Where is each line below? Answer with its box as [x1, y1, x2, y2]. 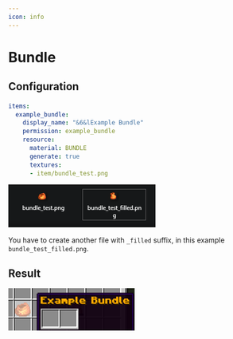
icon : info [8, 13, 45, 21]
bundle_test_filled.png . [8, 243, 89, 253]
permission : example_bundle [22, 128, 115, 136]
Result [8, 266, 41, 280]
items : [8, 102, 30, 110]
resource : [22, 136, 56, 144]
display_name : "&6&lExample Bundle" [22, 119, 145, 127]
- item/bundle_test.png [29, 169, 109, 177]
